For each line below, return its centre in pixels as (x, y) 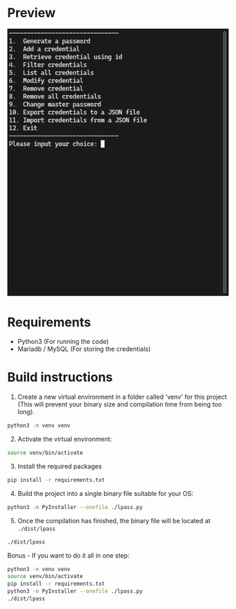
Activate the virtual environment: (65, 439)
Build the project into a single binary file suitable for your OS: (105, 493)
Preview (32, 13)
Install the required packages (59, 466)
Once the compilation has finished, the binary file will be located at (114, 520)
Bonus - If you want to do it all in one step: (68, 555)
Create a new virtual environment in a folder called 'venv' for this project (122, 397)
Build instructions (60, 377)
